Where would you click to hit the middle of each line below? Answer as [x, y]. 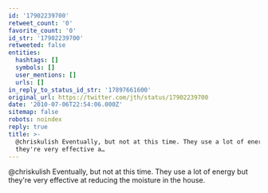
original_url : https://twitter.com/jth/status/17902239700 [108, 97]
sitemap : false [33, 112]
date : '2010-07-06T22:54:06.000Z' [66, 104]
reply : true [28, 127]
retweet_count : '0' [41, 23]
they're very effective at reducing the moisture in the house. [107, 180]
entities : [25, 53]
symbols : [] [35, 68]
